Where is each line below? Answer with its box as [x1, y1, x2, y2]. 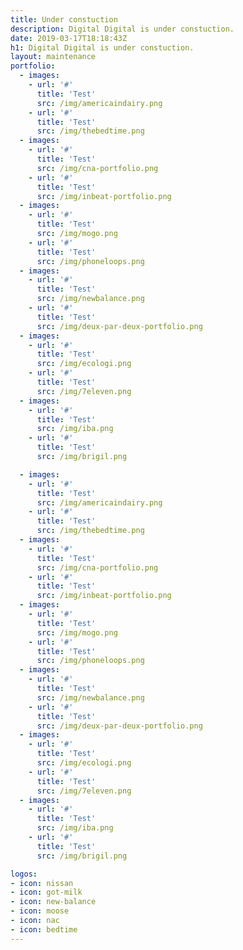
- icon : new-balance [10, 897, 97, 907]
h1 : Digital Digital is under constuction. [10, 42, 195, 53]
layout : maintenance [10, 52, 97, 62]
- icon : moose [10, 906, 70, 916]
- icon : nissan [10, 878, 74, 888]
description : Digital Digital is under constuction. [10, 24, 235, 34]
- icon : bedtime [10, 924, 78, 935]
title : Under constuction [10, 14, 118, 25]
